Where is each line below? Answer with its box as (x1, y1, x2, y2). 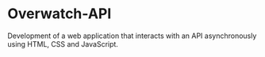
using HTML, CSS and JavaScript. (7, 39, 118, 48)
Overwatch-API (7, 5, 112, 23)
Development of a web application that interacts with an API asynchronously (7, 31, 257, 40)
